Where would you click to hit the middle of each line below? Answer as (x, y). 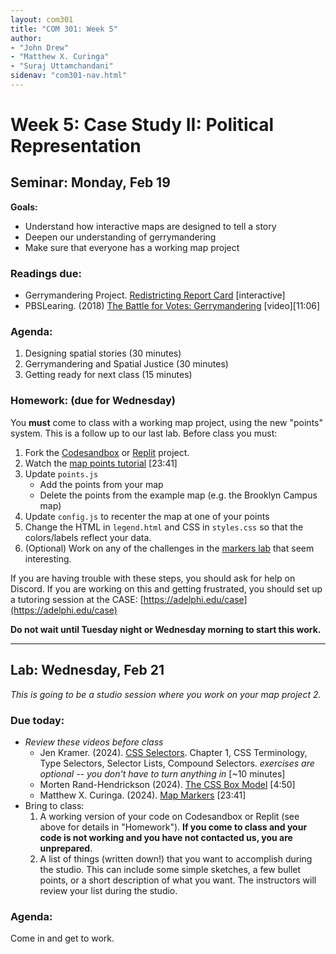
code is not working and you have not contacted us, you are (166, 837)
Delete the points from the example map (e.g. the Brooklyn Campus (178, 495)
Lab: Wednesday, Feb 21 (87, 670)
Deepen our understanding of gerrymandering (120, 237)
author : (26, 38)
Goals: (24, 207)
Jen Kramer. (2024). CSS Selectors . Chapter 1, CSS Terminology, (173, 752)
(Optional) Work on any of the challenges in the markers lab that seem (169, 548)
